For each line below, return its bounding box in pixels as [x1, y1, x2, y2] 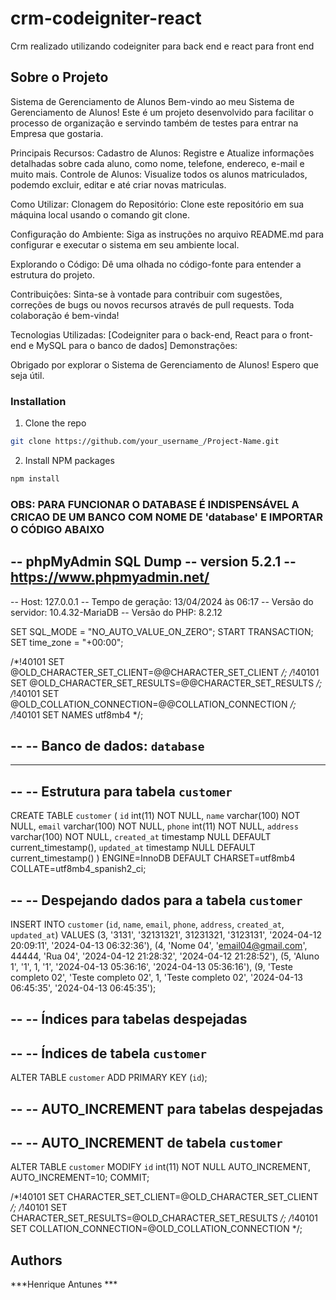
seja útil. [10, 369, 45, 381]
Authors [10, 1252, 63, 1269]
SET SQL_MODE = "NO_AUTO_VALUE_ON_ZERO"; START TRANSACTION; [10, 625, 314, 637]
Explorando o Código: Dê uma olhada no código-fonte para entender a [10, 258, 302, 270]
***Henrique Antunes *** [10, 1278, 118, 1291]
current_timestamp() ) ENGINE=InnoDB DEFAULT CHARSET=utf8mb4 [10, 852, 296, 864]
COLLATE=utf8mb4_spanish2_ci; [10, 863, 147, 875]
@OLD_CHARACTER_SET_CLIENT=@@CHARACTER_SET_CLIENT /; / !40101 [10, 666, 320, 678]
